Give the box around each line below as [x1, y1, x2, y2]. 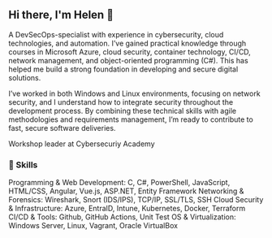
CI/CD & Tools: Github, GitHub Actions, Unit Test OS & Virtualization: [8, 212, 237, 222]
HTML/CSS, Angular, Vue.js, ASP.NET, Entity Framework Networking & [8, 186, 244, 196]
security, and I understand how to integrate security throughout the [8, 97, 234, 106]
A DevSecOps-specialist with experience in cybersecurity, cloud [8, 29, 224, 39]
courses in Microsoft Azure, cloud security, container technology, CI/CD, [8, 46, 252, 57]
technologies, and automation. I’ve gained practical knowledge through [8, 38, 247, 48]
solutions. [8, 72, 41, 82]
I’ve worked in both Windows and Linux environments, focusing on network [8, 89, 261, 98]
